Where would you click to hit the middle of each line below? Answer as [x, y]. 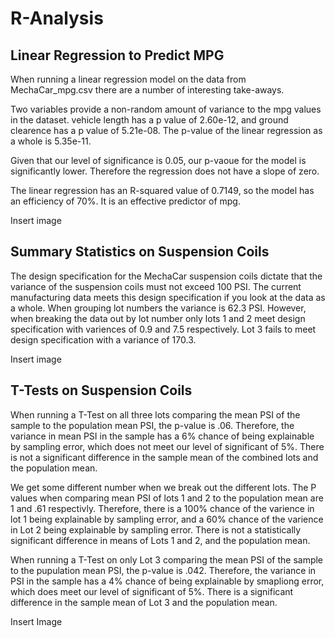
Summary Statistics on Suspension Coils [140, 252]
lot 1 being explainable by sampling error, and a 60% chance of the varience [167, 519]
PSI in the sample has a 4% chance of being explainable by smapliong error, [167, 581]
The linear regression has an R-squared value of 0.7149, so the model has [162, 190]
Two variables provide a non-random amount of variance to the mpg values [166, 109]
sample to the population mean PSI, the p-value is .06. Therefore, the [152, 425]
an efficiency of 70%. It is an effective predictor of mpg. [125, 201]
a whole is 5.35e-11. [51, 141]
